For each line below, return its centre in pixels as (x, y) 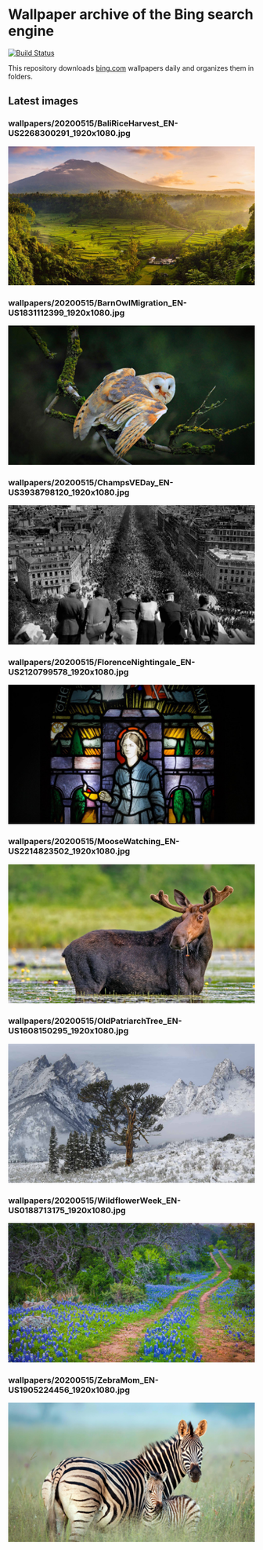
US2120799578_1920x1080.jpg (68, 671)
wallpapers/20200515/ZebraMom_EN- (83, 1380)
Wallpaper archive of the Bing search (131, 15)
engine (31, 31)
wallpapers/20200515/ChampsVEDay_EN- (91, 482)
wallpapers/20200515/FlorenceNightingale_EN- (102, 662)
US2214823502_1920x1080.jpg (69, 851)
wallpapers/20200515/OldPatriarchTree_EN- (95, 1021)
